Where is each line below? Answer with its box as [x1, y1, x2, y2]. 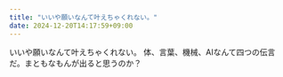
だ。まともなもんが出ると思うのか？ [9, 58, 142, 68]
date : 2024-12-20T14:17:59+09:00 [9, 21, 133, 30]
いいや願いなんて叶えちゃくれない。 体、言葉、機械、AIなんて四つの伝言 [9, 46, 276, 58]
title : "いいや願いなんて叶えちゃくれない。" [9, 12, 158, 22]
